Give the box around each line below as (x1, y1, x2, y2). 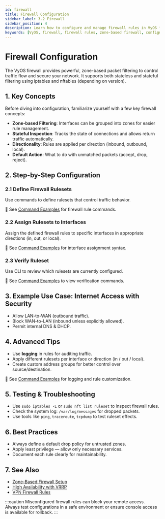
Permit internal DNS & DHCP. (12, 323, 71, 329)
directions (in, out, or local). (5, 235, 61, 241)
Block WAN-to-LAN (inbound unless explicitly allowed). (12, 318, 124, 324)
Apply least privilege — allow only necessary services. (12, 446, 123, 452)
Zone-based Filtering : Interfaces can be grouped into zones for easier (12, 120, 156, 126)
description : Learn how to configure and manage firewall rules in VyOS (5, 26, 157, 31)
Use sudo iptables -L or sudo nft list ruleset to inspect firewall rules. (12, 403, 160, 409)
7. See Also (5, 466, 39, 474)
